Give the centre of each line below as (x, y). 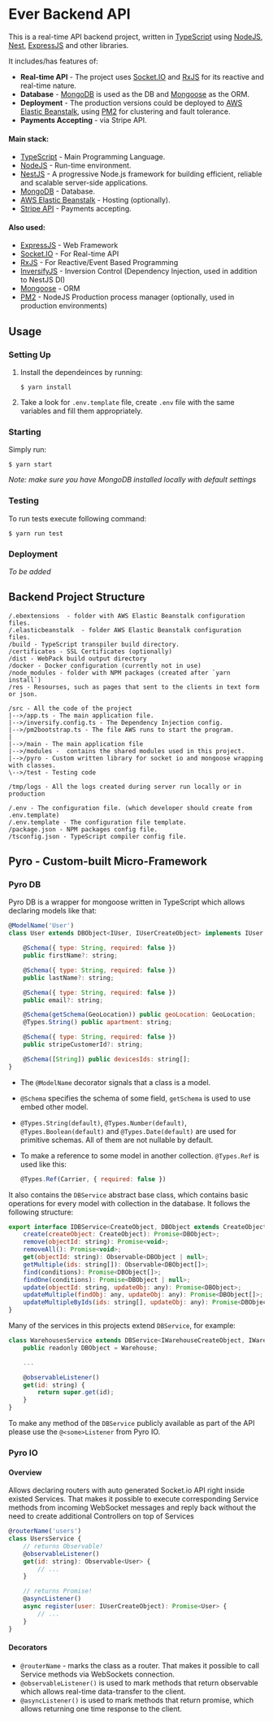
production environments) (64, 306)
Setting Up (30, 355)
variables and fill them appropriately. (81, 411)
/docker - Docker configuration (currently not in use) (105, 665)
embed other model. (54, 1106)
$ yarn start (30, 464)
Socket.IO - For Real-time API (69, 254)
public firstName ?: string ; (70, 956)
